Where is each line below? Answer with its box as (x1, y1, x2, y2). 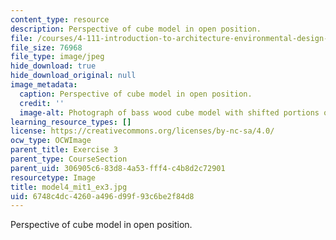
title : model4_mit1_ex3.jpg (10, 182, 128, 192)
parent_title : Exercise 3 (10, 145, 118, 155)
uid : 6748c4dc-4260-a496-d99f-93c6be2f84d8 (10, 191, 195, 201)
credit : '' (19, 98, 65, 108)
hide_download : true (10, 61, 97, 71)
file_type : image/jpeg (10, 52, 105, 62)
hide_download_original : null (10, 71, 137, 81)
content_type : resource (10, 14, 110, 25)
